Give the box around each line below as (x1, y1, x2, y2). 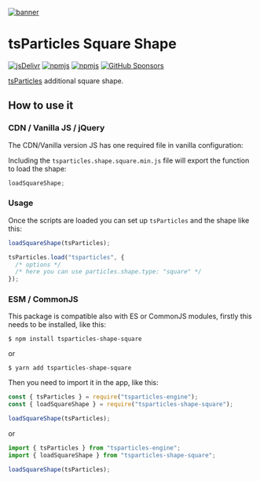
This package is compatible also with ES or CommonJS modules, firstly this (8, 311, 253, 321)
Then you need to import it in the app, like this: (8, 378, 159, 387)
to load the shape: (8, 163, 67, 173)
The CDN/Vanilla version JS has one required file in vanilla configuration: (8, 140, 244, 149)
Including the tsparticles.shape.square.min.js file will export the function (8, 156, 250, 165)
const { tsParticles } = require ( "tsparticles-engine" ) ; (8, 393, 199, 401)
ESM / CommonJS (8, 294, 79, 305)
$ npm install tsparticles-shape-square (8, 335, 143, 343)
